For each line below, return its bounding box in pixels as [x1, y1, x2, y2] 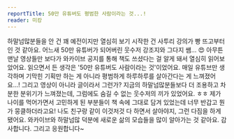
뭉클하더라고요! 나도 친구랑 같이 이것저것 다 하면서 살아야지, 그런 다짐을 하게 [14, 106, 221, 115]
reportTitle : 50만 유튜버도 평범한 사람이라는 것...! [7, 10, 147, 17]
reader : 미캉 [7, 17, 43, 24]
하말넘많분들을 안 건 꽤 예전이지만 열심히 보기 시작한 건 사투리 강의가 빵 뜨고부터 [7, 36, 226, 45]
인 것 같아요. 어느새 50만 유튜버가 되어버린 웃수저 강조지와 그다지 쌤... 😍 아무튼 [7, 45, 224, 54]
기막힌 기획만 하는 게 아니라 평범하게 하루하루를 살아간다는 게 [25, 71, 192, 80]
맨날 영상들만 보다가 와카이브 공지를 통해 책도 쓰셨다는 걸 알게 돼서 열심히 [7, 54, 207, 63]
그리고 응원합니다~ [33, 124, 85, 133]
